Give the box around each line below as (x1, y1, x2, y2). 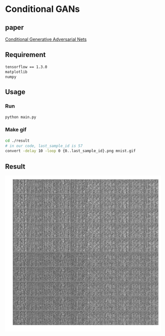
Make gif (5, 126, 27, 133)
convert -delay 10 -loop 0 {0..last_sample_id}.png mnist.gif (5, 149, 136, 154)
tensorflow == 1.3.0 (5, 64, 48, 69)
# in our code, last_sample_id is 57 (5, 143, 83, 148)
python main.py (5, 114, 37, 119)
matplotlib (5, 69, 28, 74)
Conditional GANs (5, 3, 80, 15)
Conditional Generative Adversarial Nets (5, 36, 87, 42)
